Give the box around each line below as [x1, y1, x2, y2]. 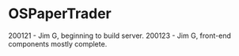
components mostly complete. [8, 39, 108, 48]
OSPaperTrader [8, 5, 112, 23]
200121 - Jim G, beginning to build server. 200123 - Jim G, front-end [8, 31, 231, 40]
